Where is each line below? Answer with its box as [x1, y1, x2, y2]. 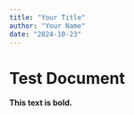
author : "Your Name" [9, 21, 87, 30]
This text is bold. [9, 97, 73, 108]
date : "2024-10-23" [9, 29, 82, 38]
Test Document [9, 68, 125, 88]
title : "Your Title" [9, 12, 87, 22]
